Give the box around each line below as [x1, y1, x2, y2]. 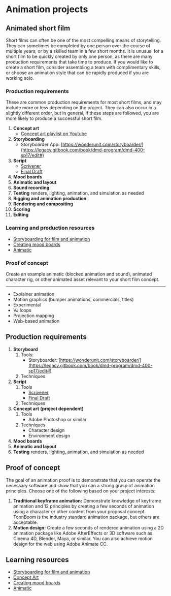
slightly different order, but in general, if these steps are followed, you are [6, 110, 159, 116]
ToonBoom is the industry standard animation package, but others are [13, 514, 160, 520]
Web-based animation [13, 318, 60, 324]
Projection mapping [13, 312, 54, 319]
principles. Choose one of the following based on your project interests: [6, 488, 156, 494]
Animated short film [6, 24, 71, 33]
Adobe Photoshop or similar [28, 416, 87, 422]
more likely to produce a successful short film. [6, 115, 103, 121]
